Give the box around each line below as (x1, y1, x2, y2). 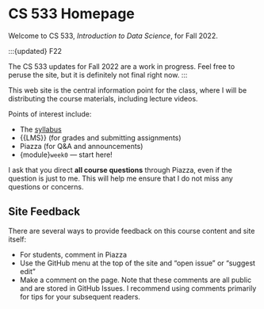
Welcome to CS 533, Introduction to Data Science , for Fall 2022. (8, 31, 218, 40)
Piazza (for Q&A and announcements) (19, 141, 143, 151)
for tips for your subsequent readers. (19, 292, 141, 301)
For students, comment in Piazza (19, 250, 128, 259)
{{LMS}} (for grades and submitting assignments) (19, 132, 182, 143)
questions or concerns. (8, 181, 84, 191)
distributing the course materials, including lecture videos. (8, 93, 198, 103)
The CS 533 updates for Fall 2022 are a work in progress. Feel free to (8, 61, 235, 71)
